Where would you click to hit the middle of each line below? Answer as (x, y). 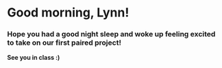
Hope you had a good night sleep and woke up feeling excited (111, 34)
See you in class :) (34, 58)
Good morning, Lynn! (68, 13)
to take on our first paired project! (64, 43)
